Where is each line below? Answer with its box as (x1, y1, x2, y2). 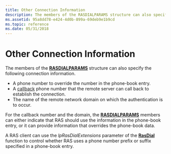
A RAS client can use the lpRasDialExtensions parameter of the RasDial (5, 133, 155, 139)
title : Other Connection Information (5, 7, 85, 13)
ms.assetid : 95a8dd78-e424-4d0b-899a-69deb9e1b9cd (5, 17, 115, 22)
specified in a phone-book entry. (5, 143, 74, 149)
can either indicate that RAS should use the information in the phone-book (5, 117, 161, 124)
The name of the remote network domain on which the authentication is (12, 97, 163, 103)
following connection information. (5, 71, 76, 77)
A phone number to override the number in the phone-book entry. (12, 80, 151, 86)
